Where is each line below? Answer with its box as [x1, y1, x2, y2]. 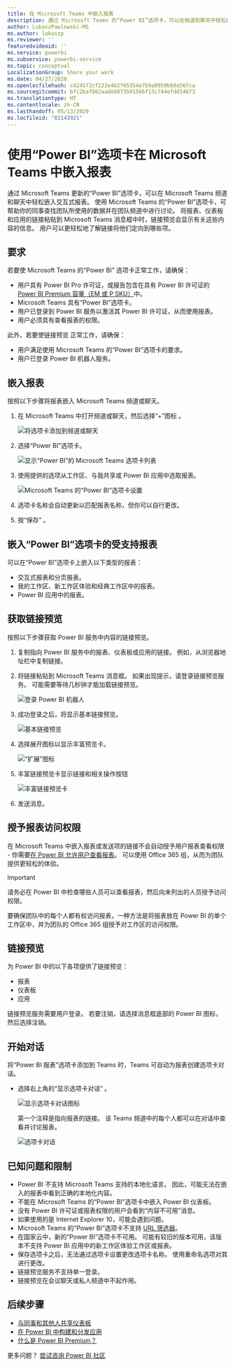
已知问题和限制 [7, 1160, 72, 1172]
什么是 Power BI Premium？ [17, 1336, 97, 1344]
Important [7, 873, 36, 881]
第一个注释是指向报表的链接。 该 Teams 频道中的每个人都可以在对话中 [17, 1114, 220, 1122]
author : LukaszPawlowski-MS [7, 23, 90, 30]
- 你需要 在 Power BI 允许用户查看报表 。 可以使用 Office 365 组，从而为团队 [7, 850, 224, 858]
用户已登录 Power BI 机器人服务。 [17, 354, 115, 363]
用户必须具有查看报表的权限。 [17, 316, 104, 324]
